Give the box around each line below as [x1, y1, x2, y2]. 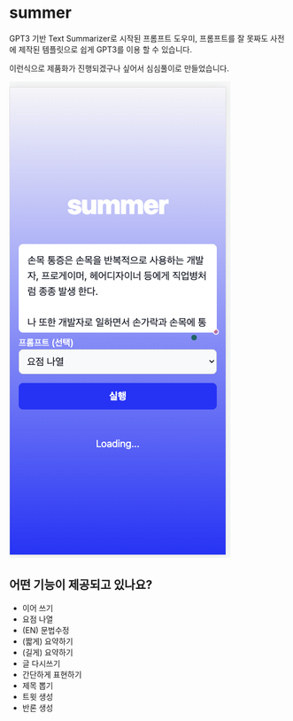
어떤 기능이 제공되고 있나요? [9, 578, 153, 593]
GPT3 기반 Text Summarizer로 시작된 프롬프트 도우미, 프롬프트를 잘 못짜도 [9, 33, 268, 43]
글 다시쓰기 [21, 658, 61, 669]
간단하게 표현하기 [21, 669, 82, 679]
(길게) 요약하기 [21, 647, 73, 657]
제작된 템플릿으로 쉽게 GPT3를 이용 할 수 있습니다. [18, 43, 193, 55]
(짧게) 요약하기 [21, 636, 73, 647]
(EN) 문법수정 [21, 624, 70, 635]
